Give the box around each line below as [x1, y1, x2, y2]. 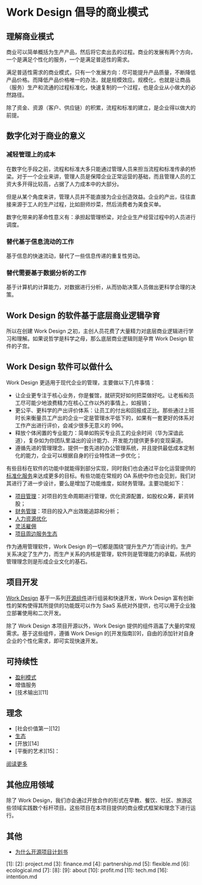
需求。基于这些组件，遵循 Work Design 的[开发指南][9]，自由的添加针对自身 [6, 629, 194, 637]
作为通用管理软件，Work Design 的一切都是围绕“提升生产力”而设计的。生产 [6, 543, 192, 550]
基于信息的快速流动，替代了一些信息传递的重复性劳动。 [6, 252, 143, 259]
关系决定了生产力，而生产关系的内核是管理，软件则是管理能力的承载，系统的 [6, 550, 196, 557]
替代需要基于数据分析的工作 [6, 268, 87, 277]
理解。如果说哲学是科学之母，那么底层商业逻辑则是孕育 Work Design [16, 335, 188, 342]
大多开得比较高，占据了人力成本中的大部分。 [11, 180, 122, 187]
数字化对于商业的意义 [6, 131, 85, 141]
